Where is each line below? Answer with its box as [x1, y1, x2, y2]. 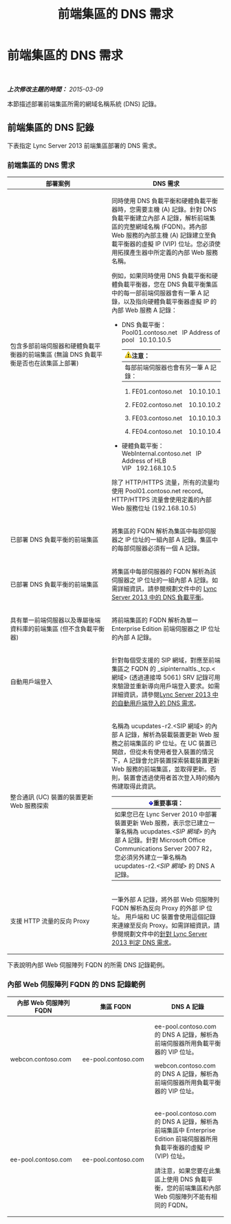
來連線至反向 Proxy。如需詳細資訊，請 [111, 921, 220, 929]
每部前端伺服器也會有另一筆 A [124, 363, 210, 371]
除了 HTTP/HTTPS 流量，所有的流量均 [111, 478, 220, 486]
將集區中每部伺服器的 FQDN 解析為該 [111, 567, 217, 575]
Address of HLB [121, 457, 167, 465]
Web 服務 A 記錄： [124, 306, 177, 314]
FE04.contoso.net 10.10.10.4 [131, 428, 221, 436]
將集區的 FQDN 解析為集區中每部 [111, 527, 205, 535]
